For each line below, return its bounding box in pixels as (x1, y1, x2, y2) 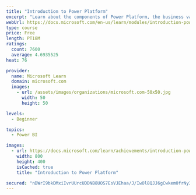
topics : (6, 126, 25, 133)
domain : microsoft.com (11, 79, 66, 84)
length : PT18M (6, 36, 41, 41)
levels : (6, 111, 25, 116)
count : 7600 (11, 47, 41, 52)
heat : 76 (6, 57, 27, 63)
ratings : (6, 41, 27, 47)
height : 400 (16, 158, 45, 165)
